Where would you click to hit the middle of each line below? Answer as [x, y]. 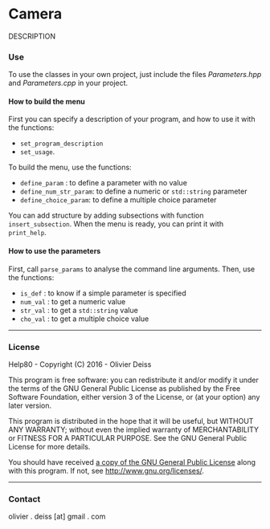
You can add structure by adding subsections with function [106, 216]
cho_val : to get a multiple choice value [84, 319]
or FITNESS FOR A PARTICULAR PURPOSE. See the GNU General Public [128, 437]
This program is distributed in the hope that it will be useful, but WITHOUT [131, 421]
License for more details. [49, 446]
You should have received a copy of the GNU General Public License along [132, 462]
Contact [25, 498]
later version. [30, 405]
